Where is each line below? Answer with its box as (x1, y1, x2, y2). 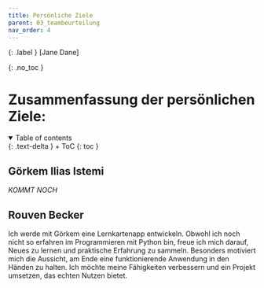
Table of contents (15, 133, 72, 142)
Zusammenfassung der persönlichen (8, 90, 255, 109)
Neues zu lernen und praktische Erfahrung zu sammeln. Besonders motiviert (8, 246, 256, 255)
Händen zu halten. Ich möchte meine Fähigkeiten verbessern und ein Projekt (8, 262, 256, 271)
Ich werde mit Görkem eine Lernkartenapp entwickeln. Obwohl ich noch (8, 229, 240, 238)
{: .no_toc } (8, 63, 44, 72)
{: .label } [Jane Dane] (8, 48, 79, 57)
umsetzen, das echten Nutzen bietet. (8, 271, 128, 280)
